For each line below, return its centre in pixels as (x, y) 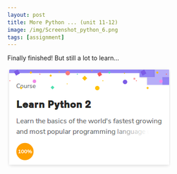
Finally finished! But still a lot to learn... (63, 58)
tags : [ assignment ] (36, 37)
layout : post (26, 15)
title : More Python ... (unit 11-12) (63, 22)
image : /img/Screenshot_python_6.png (63, 30)
